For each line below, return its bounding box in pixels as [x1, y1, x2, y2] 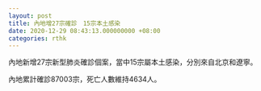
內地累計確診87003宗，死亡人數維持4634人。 [8, 74, 162, 85]
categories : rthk [8, 34, 67, 43]
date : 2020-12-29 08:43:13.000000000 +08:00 [8, 27, 161, 35]
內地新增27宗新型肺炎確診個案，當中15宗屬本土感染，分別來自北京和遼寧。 [8, 57, 258, 67]
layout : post [8, 11, 53, 20]
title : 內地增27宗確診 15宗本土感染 [8, 19, 121, 27]
